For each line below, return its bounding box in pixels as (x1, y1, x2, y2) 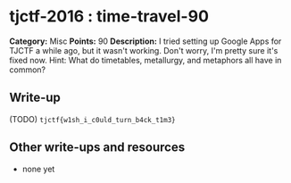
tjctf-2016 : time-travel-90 (9, 6, 210, 27)
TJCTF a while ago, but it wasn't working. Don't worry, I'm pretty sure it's (9, 45, 279, 55)
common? (9, 64, 46, 75)
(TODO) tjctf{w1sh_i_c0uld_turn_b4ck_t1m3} (9, 113, 176, 124)
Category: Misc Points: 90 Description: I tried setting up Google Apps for (9, 36, 282, 46)
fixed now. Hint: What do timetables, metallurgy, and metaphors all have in (9, 54, 282, 65)
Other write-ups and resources (9, 140, 186, 155)
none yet (21, 163, 55, 174)
